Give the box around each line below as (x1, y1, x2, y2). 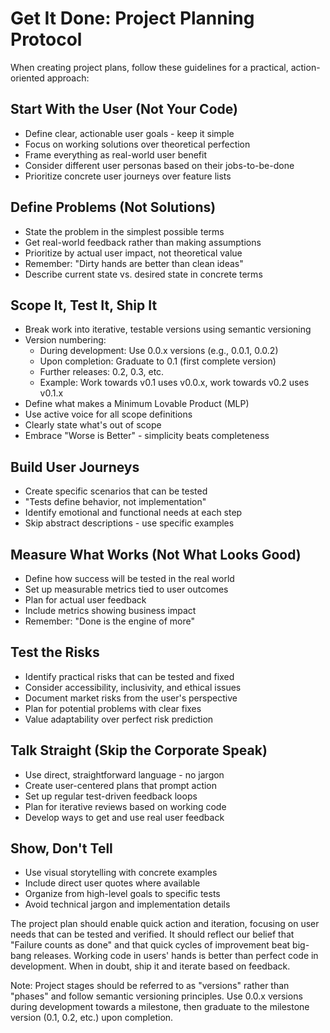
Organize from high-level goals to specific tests (24, 888, 221, 900)
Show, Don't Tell (10, 840, 113, 857)
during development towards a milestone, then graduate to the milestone (10, 1001, 310, 1013)
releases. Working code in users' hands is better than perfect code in (33, 950, 319, 962)
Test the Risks (10, 644, 100, 661)
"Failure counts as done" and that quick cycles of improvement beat (10, 939, 291, 951)
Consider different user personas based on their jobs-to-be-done (24, 159, 295, 171)
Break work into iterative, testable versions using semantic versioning (24, 323, 312, 336)
